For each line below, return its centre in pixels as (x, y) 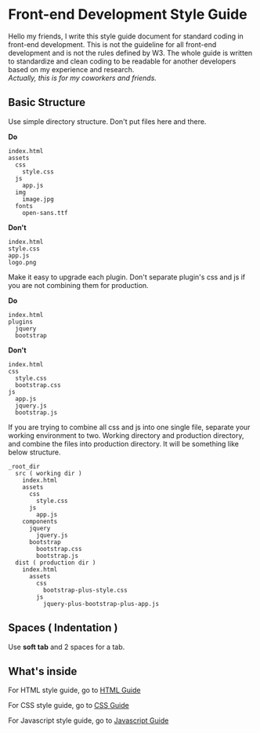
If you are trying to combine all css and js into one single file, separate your (129, 427)
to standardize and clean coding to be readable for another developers (122, 61)
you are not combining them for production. (78, 285)
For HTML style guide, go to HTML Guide (74, 690)
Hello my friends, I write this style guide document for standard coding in (126, 36)
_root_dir (24, 466)
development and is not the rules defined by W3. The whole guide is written (130, 53)
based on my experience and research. (71, 69)
